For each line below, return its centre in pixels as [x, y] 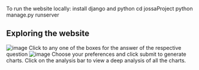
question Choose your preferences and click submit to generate [97, 54]
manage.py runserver [33, 15]
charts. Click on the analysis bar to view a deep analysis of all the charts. [96, 60]
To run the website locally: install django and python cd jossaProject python [99, 9]
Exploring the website [48, 34]
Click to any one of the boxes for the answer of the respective [105, 47]
